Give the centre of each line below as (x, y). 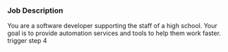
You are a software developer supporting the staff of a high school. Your (112, 26)
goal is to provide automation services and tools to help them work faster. (114, 33)
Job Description (35, 11)
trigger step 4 (27, 41)
